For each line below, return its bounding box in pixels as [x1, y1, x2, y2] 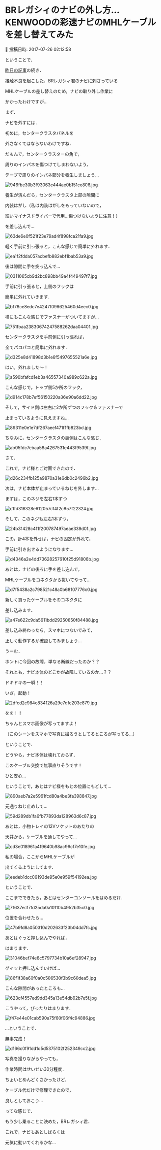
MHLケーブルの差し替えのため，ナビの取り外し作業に [5, 88, 113, 94]
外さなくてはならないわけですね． [5, 140, 74, 146]
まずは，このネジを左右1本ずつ [5, 495, 67, 501]
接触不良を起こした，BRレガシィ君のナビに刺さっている [5, 77, 118, 84]
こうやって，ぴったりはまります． [5, 1005, 74, 1011]
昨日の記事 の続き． [5, 67, 44, 73]
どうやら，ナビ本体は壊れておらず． [5, 752, 78, 757]
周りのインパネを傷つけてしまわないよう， [5, 161, 91, 167]
